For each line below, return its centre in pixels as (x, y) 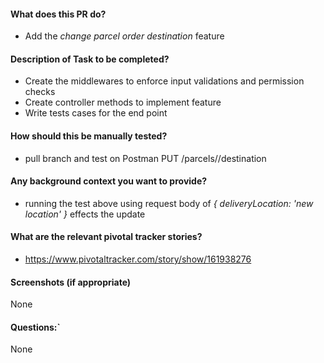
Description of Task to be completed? (90, 59)
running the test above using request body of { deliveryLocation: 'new (169, 203)
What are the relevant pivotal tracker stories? (106, 237)
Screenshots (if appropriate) (71, 282)
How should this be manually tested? (89, 136)
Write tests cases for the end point (96, 113)
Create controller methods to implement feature (123, 102)
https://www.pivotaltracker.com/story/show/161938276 (138, 259)
